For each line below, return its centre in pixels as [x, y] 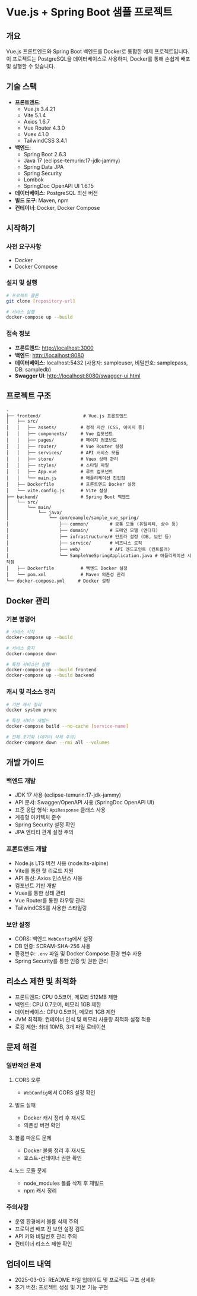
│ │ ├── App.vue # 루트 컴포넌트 [60, 472]
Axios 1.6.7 [37, 121]
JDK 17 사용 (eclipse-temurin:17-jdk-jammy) [68, 795]
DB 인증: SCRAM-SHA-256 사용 [53, 946]
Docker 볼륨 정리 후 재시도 [55, 1150]
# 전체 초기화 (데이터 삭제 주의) [41, 737]
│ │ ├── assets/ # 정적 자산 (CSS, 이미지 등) [76, 428]
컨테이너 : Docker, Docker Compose [57, 207]
